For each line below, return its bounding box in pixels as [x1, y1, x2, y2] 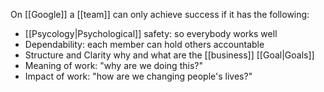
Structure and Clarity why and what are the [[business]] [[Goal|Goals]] [24, 49, 315, 61]
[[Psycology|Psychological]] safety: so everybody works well [24, 28, 278, 39]
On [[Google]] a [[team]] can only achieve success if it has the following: [10, 9, 310, 20]
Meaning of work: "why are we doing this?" [24, 60, 203, 71]
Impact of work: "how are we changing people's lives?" [24, 70, 253, 82]
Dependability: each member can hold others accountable [24, 39, 265, 50]
